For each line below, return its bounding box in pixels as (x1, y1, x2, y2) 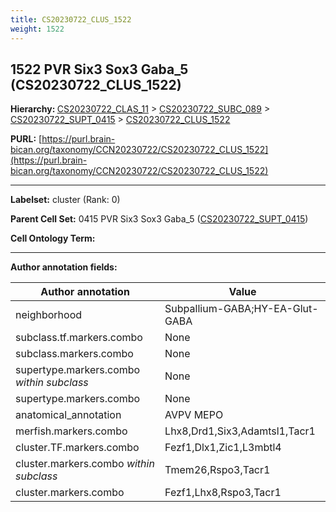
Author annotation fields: (10, 261, 118, 273)
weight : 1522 (10, 24, 65, 34)
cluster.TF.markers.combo (15, 441, 140, 455)
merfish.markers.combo (15, 424, 128, 438)
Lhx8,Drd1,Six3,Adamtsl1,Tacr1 (164, 424, 316, 438)
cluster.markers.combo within (15, 457, 155, 471)
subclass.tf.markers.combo (15, 331, 143, 345)
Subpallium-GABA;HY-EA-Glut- (164, 302, 319, 316)
